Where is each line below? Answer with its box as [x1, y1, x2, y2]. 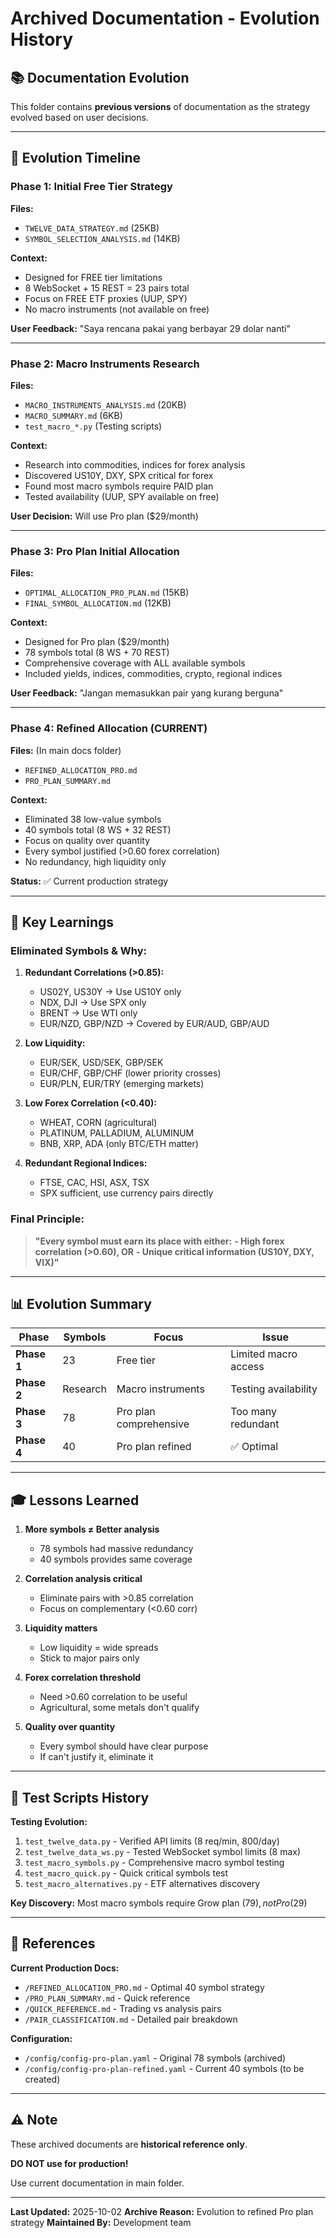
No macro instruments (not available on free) [24, 303, 210, 315]
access [230, 1360, 265, 1374]
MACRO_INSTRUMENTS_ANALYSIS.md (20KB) [24, 398, 187, 411]
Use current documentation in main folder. [10, 2177, 185, 2189]
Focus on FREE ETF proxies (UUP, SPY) [24, 292, 188, 304]
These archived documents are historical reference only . [10, 2138, 248, 2150]
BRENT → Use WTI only [39, 1007, 138, 1019]
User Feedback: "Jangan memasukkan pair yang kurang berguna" [10, 687, 284, 699]
